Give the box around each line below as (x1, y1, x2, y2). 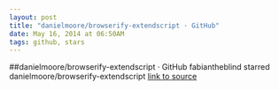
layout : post (9, 12, 58, 22)
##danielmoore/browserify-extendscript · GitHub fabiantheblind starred (9, 62, 270, 72)
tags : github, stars (9, 37, 86, 47)
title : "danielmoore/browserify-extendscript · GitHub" (9, 21, 220, 30)
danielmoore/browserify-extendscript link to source (9, 71, 198, 82)
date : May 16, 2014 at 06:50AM (9, 29, 125, 38)
